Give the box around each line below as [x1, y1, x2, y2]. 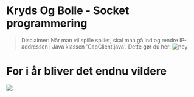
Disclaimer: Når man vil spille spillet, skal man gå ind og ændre [21, 36, 178, 44]
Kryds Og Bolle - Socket [6, 4, 130, 18]
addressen [21, 43, 49, 50]
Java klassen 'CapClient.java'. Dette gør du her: [52, 43, 171, 50]
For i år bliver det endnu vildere [6, 64, 167, 78]
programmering [6, 16, 88, 30]
